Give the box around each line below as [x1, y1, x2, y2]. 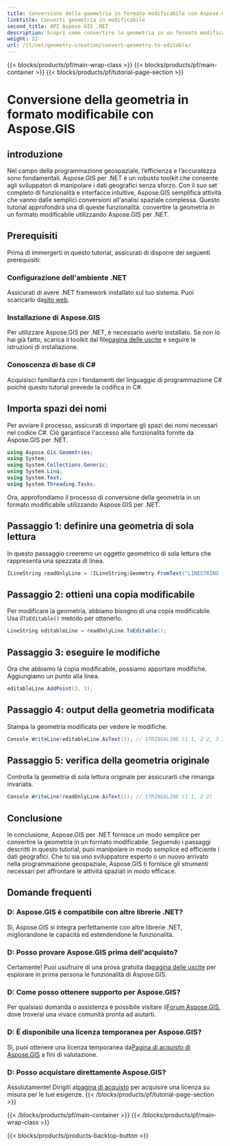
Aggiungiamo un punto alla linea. [7, 671, 100, 680]
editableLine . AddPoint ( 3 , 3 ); [7, 685, 94, 692]
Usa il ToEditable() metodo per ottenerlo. [7, 614, 123, 623]
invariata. [7, 780, 34, 789]
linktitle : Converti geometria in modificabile [7, 16, 146, 23]
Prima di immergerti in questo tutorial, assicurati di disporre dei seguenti [7, 248, 211, 256]
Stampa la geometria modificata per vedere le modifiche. [7, 722, 168, 730]
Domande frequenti [7, 887, 92, 898]
